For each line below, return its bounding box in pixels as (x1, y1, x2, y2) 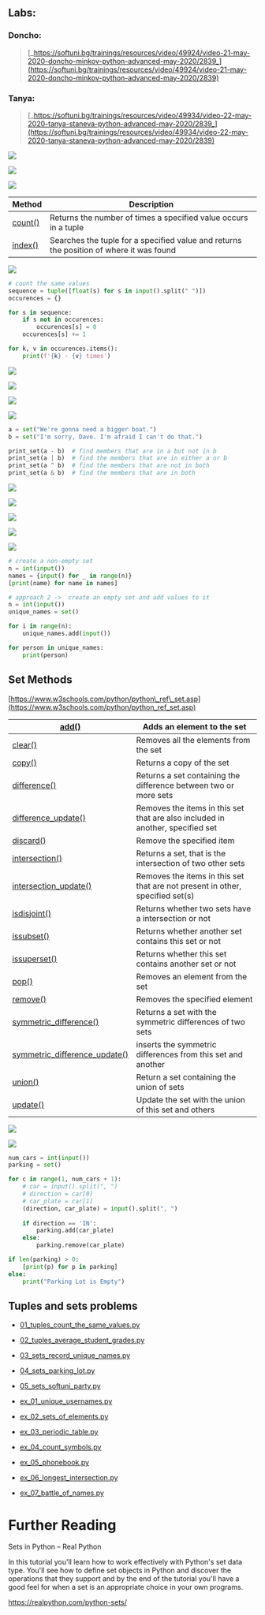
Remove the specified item (136, 835, 235, 846)
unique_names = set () (8, 608, 80, 616)
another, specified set (136, 822, 218, 833)
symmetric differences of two (136, 1016, 246, 1028)
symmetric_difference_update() (12, 1049, 129, 1060)
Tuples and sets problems (8, 1299, 138, 1312)
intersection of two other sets (136, 857, 245, 868)
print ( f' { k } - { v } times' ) (22, 352, 111, 360)
